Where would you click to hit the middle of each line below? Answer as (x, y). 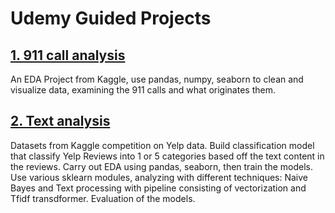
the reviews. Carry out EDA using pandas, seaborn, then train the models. (162, 166)
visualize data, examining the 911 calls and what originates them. (143, 90)
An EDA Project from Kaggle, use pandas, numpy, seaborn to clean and (157, 79)
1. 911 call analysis (68, 55)
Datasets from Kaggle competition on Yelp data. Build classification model (162, 145)
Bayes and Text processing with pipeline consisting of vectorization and (158, 188)
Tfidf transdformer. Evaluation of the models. (103, 198)
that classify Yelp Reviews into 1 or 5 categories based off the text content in (167, 156)
